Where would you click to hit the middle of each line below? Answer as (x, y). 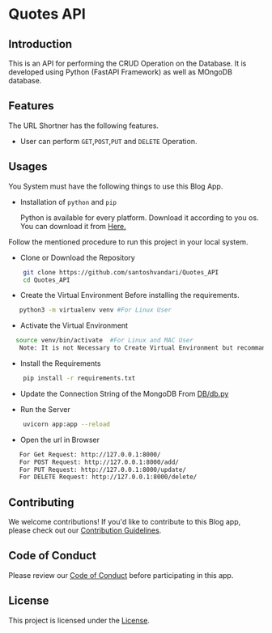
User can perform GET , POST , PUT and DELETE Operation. (108, 141)
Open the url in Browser (59, 440)
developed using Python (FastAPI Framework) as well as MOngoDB (121, 72)
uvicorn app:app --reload (67, 424)
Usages (28, 167)
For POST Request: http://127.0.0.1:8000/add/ (99, 462)
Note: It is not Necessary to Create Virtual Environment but (126, 348)
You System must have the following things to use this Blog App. (116, 186)
